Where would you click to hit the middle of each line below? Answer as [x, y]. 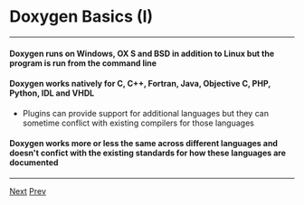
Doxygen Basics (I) [81, 17]
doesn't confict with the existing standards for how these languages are [148, 153]
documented [34, 163]
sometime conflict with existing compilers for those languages [138, 123]
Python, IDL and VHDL [52, 93]
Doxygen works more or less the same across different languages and [144, 144]
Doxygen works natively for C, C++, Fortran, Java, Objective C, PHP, [140, 84]
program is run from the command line [83, 63]
